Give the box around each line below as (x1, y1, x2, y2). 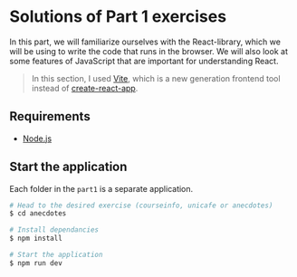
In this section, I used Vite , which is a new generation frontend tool (31, 72, 281, 83)
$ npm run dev (9, 258, 63, 268)
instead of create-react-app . (31, 82, 139, 93)
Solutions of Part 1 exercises (9, 6, 227, 27)
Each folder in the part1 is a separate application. (9, 183, 194, 194)
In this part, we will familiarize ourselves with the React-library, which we (9, 36, 281, 47)
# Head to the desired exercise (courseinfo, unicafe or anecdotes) (9, 201, 273, 210)
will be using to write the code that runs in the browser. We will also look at (9, 45, 288, 56)
